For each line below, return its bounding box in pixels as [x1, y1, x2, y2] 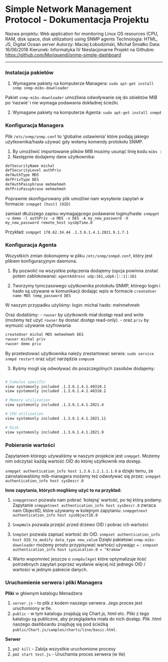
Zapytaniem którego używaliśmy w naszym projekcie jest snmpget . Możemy [5, 453, 160, 459]
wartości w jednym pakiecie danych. [12, 566, 88, 573]
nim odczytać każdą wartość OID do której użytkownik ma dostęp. [5, 458, 142, 464]
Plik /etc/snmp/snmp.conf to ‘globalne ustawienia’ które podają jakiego [5, 133, 149, 139]
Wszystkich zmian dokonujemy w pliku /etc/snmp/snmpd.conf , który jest [5, 253, 152, 259]
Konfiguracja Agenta [5, 241, 56, 248]
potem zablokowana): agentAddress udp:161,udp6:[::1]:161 [12, 273, 137, 279]
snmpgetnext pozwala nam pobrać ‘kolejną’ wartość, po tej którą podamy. [12, 497, 162, 503]
